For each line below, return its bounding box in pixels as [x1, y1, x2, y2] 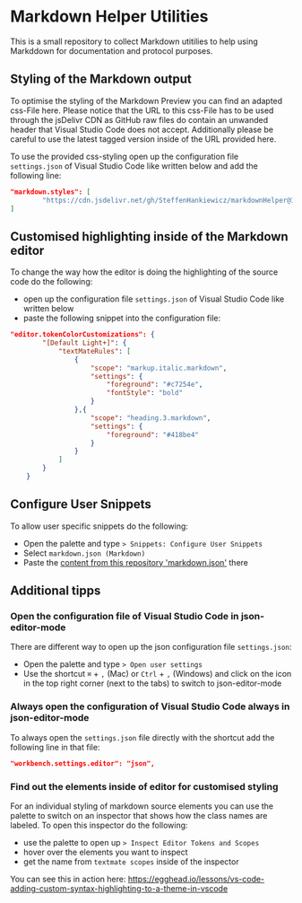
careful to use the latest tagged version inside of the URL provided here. [10, 133, 277, 145]
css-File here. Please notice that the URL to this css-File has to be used [10, 105, 274, 116]
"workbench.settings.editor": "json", [10, 758, 155, 768]
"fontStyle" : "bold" [106, 389, 183, 398]
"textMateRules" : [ [57, 346, 131, 355]
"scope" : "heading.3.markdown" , [90, 413, 211, 423]
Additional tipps [10, 583, 101, 599]
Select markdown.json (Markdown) [22, 548, 146, 558]
